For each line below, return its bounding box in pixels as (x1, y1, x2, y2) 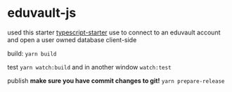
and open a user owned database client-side (7, 35, 137, 44)
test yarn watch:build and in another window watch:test (7, 63, 172, 71)
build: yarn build (7, 49, 57, 58)
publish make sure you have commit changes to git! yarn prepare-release (7, 76, 225, 85)
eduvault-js (7, 5, 77, 21)
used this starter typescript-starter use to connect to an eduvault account (7, 28, 221, 37)
